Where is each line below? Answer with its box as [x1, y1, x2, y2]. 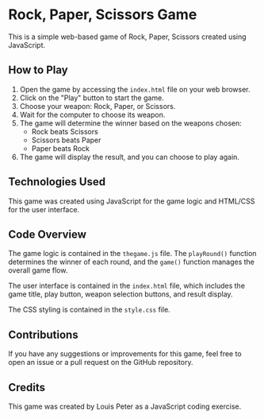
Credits [8, 380, 46, 394]
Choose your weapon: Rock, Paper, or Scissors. [19, 101, 176, 111]
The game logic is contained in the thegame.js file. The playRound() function [8, 249, 257, 258]
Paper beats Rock [31, 143, 90, 153]
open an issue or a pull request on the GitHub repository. [8, 358, 193, 367]
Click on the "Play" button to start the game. [19, 93, 164, 103]
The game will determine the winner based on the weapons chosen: [19, 118, 242, 128]
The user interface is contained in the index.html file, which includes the [8, 281, 246, 291]
